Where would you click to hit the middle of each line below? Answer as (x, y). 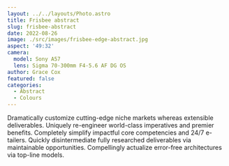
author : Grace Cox (34, 72)
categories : (24, 85)
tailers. (17, 140)
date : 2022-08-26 (32, 33)
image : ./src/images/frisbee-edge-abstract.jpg (78, 40)
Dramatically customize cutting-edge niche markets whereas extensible (111, 118)
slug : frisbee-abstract (42, 27)
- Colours (28, 98)
